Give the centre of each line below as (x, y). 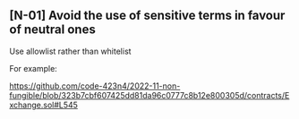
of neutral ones (52, 30)
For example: (34, 68)
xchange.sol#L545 (44, 105)
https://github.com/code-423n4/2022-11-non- (95, 86)
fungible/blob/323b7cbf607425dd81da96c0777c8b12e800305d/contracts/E (149, 95)
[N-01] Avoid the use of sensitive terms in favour (147, 16)
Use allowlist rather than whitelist (70, 51)
